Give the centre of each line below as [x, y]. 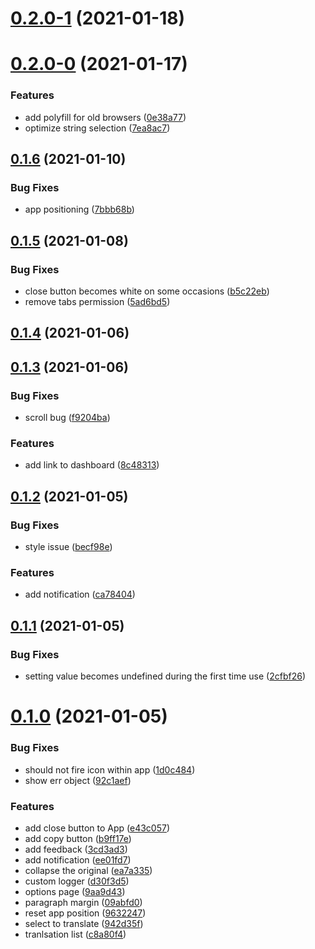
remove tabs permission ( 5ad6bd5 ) [97, 302]
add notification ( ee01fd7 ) [78, 859]
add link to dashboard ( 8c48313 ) [92, 465]
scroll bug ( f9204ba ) [67, 418]
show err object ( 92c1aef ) [78, 780]
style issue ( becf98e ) [68, 547]
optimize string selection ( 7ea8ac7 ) [97, 128]
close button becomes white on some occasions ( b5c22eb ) [147, 291]
